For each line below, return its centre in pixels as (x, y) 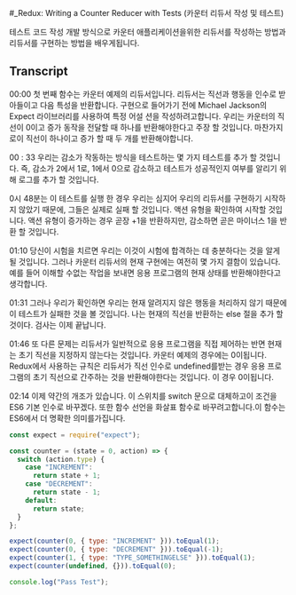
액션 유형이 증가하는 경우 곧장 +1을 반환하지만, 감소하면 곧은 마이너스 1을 (153, 220)
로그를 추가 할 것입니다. (58, 179)
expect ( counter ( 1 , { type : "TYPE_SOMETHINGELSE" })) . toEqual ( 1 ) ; (132, 558)
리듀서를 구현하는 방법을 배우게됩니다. (74, 43)
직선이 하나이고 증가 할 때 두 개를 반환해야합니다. (109, 138)
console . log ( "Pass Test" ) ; (59, 582)
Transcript (39, 71)
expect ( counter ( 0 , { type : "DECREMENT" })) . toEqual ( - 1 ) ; (117, 550)
